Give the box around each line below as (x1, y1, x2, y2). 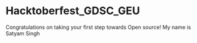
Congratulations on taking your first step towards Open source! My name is (5, 24, 191, 31)
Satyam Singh (5, 29, 40, 37)
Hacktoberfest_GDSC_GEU (5, 4, 140, 18)
